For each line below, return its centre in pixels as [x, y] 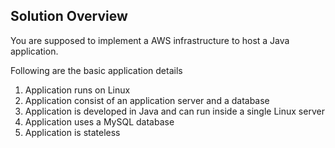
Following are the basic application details [96, 70]
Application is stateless [72, 132]
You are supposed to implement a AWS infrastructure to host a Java [150, 40]
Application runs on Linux [77, 90]
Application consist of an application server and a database [147, 100]
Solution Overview [69, 16]
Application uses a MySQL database [99, 121]
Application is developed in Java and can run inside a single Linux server [174, 111]
